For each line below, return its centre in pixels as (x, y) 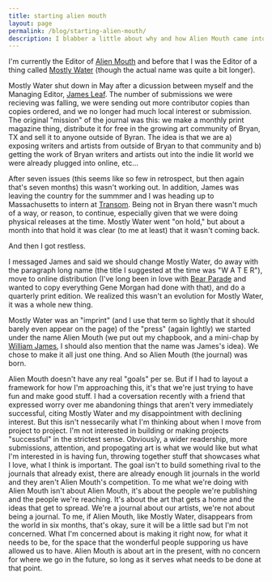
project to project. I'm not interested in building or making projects (119, 430)
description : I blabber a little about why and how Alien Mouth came (128, 38)
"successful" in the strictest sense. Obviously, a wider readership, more (128, 439)
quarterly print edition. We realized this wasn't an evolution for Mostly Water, (136, 296)
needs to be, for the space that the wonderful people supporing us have (128, 542)
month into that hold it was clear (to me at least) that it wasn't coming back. (134, 231)
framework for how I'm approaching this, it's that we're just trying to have (131, 388)
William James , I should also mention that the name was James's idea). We (134, 346)
